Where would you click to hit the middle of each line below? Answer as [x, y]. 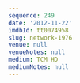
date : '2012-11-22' [40, 23]
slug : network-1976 [40, 38]
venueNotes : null [37, 52]
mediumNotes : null [38, 67]
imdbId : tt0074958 [38, 30]
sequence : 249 [32, 15]
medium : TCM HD [33, 60]
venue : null [28, 45]
